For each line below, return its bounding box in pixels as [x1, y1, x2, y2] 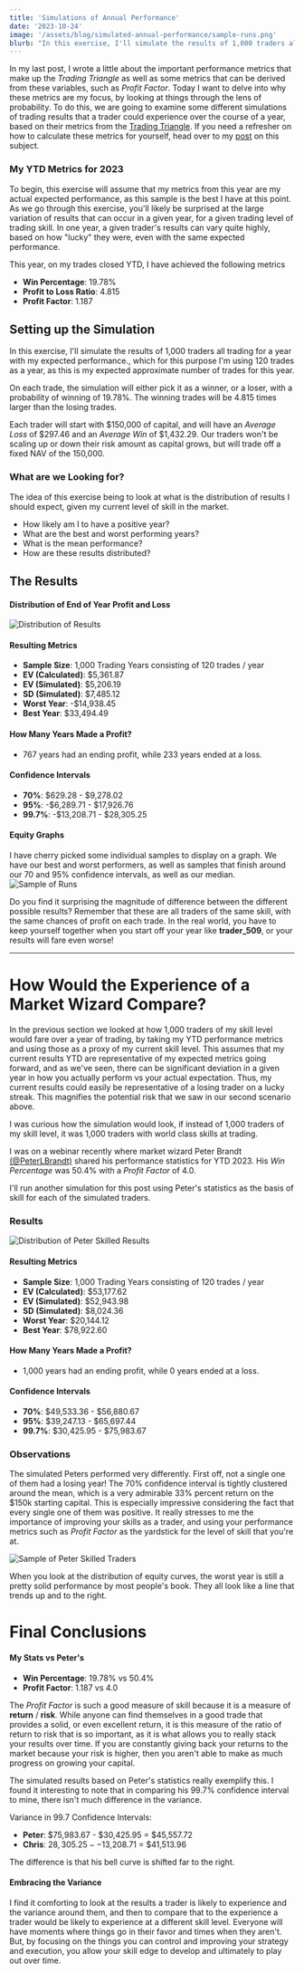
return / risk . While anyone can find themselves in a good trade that [9, 1709, 263, 1720]
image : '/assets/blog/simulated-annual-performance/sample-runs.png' [9, 30, 278, 39]
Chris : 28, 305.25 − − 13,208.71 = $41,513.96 [22, 1839, 187, 1850]
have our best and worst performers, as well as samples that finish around [9, 859, 287, 870]
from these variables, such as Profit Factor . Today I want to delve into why [9, 82, 287, 93]
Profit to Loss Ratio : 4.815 [22, 286, 120, 297]
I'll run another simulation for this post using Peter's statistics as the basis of [9, 1183, 294, 1193]
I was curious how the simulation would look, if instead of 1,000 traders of [9, 1119, 285, 1129]
